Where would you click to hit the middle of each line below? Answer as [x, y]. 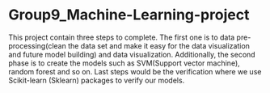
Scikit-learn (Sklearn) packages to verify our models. [97, 80]
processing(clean [37, 45]
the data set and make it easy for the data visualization [159, 45]
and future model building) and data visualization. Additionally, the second [132, 54]
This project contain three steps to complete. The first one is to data [122, 37]
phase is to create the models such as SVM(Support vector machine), [124, 63]
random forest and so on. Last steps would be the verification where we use [135, 71]
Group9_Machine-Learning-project [129, 15]
